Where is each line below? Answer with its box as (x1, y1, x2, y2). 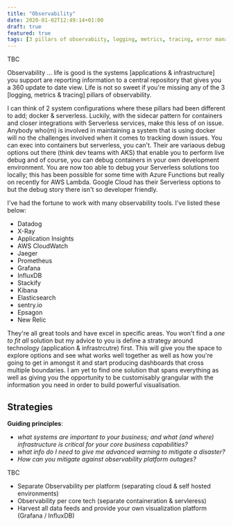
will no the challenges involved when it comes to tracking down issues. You (7, 133, 223, 142)
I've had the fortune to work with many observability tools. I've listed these (7, 199, 221, 207)
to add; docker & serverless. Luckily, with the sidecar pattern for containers (7, 112, 223, 120)
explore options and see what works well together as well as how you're (7, 352, 214, 360)
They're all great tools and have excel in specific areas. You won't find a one (7, 329, 225, 338)
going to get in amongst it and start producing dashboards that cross (7, 359, 205, 367)
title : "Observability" (7, 10, 76, 17)
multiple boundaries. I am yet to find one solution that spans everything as (7, 366, 219, 375)
